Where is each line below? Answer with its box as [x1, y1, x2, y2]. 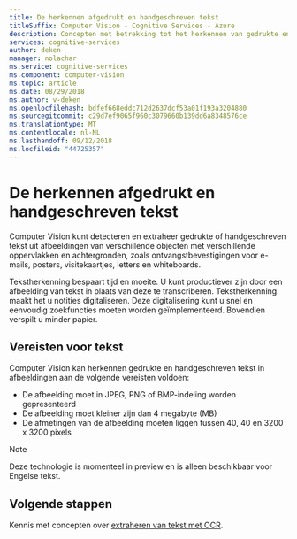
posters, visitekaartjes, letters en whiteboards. [32, 258, 202, 270]
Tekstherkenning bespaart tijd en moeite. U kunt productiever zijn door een [9, 276, 283, 287]
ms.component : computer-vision [9, 71, 125, 80]
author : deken [9, 46, 62, 55]
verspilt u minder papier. [9, 313, 98, 324]
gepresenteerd [21, 399, 77, 410]
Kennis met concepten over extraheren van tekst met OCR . [9, 520, 224, 531]
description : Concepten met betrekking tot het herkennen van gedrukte [9, 29, 278, 38]
